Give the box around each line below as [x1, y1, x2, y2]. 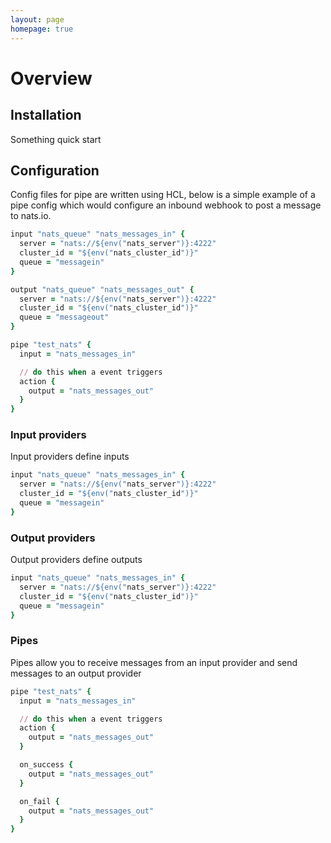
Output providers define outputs [10, 554, 143, 566]
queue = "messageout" [19, 312, 110, 323]
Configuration [10, 162, 100, 179]
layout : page [10, 14, 65, 25]
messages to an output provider [10, 667, 142, 679]
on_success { [19, 760, 74, 770]
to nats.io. [10, 210, 52, 222]
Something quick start [10, 133, 102, 145]
